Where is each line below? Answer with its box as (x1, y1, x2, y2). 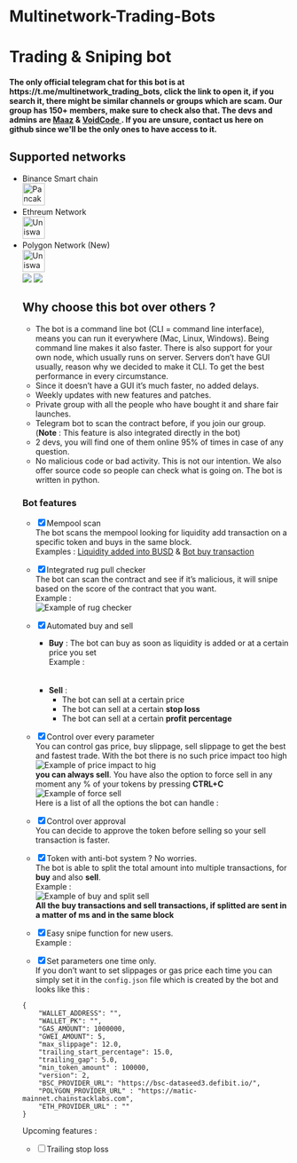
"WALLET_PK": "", (38, 1017, 102, 1025)
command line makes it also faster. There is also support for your (35, 342, 273, 352)
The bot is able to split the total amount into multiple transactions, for (35, 862, 287, 873)
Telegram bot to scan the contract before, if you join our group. (35, 417, 266, 428)
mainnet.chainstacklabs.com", (21, 1094, 135, 1103)
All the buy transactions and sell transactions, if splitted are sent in (35, 899, 287, 911)
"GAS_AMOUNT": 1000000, (38, 1024, 126, 1033)
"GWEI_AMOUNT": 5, (38, 1032, 106, 1040)
